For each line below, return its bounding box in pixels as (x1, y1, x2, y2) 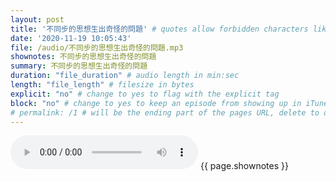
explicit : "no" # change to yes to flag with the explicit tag (10, 89, 280, 99)
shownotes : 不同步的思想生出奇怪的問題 (10, 52, 157, 62)
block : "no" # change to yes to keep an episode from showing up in (10, 98, 302, 108)
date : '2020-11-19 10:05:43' (10, 33, 132, 43)
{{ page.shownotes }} (199, 160, 289, 172)
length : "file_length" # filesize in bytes (10, 80, 195, 90)
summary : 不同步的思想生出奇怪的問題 (10, 61, 148, 71)
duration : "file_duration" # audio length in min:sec (10, 71, 240, 81)
